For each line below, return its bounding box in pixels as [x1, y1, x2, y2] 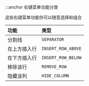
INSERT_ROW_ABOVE [41, 46, 82, 51]
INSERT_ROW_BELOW [41, 55, 82, 60]
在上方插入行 [7, 45, 37, 52]
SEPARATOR [41, 37, 64, 42]
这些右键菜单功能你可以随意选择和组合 [5, 14, 82, 20]
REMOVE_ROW [41, 64, 67, 69]
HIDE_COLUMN [41, 73, 70, 78]
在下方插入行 [7, 55, 37, 61]
